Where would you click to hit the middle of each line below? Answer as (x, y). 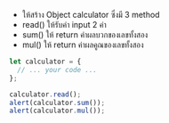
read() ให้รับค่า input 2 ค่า (64, 25)
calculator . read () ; (45, 94)
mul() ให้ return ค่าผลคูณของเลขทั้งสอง (83, 45)
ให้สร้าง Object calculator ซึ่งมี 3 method (91, 15)
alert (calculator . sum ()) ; (57, 102)
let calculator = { (45, 61)
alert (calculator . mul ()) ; (57, 111)
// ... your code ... (57, 70)
